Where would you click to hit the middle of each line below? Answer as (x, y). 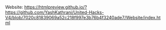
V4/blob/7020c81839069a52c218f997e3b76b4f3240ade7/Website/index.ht (83, 17)
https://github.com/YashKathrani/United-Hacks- (55, 12)
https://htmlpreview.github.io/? (56, 7)
